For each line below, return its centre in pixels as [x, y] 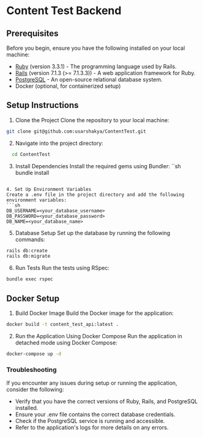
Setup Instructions [42, 105]
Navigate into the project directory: [59, 143]
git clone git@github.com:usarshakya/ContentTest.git [76, 131]
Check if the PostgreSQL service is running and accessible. [90, 421]
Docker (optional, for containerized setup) [68, 86]
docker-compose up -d [34, 354]
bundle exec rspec [30, 279]
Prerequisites [32, 33]
